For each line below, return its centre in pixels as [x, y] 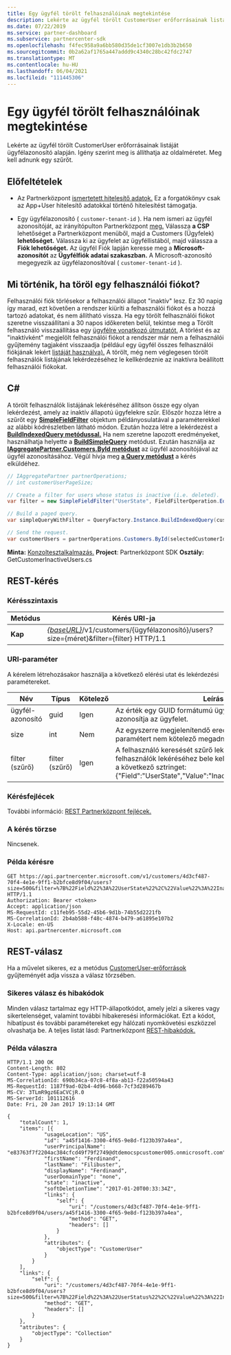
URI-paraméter [33, 660]
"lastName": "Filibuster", [82, 1165]
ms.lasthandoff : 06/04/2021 [47, 71]
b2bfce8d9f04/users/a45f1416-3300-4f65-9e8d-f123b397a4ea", [95, 1213]
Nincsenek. [23, 844]
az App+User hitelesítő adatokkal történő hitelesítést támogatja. [107, 206]
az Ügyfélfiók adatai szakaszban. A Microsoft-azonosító [131, 255]
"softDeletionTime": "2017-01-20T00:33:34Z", [110, 1189]
